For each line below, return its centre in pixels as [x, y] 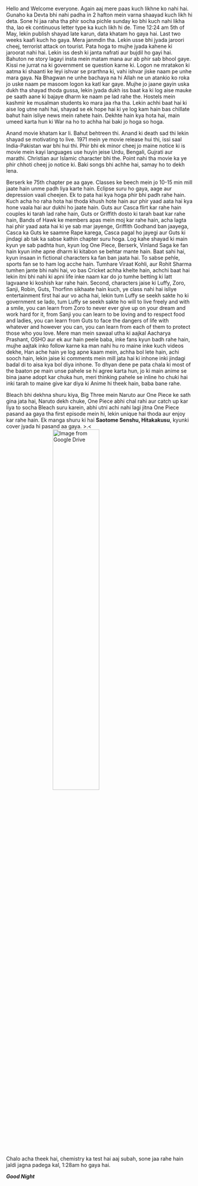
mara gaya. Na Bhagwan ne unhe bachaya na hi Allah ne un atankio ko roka [98, 77]
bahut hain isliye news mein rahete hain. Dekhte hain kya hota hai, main [93, 115]
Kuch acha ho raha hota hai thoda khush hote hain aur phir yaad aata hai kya [100, 201]
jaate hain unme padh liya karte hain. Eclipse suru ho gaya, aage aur [89, 188]
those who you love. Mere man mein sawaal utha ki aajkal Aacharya [89, 333]
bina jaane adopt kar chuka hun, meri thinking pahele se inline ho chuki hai [97, 377]
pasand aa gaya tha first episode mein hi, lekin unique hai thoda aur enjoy [96, 414]
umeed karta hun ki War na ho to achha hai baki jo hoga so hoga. [85, 122]
